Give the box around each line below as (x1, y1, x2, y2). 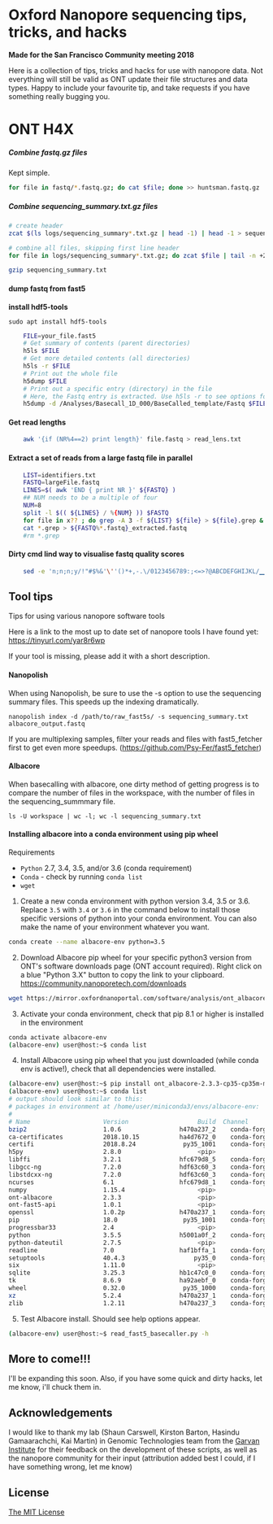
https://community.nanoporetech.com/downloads (19, 978, 187, 988)
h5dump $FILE (23, 377, 67, 385)
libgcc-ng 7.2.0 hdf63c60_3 (8, 1163, 217, 1172)
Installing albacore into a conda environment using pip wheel (8, 829, 219, 839)
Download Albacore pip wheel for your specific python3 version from (19, 952, 252, 962)
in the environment (19, 1017, 84, 1027)
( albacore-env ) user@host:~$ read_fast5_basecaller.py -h (8, 1330, 209, 1338)
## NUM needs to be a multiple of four (23, 494, 158, 502)
